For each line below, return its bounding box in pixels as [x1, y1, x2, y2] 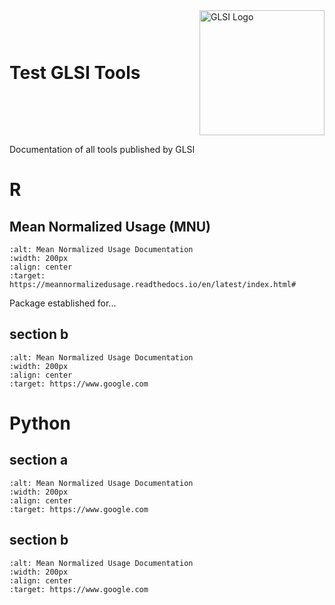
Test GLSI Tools [9, 62, 141, 84]
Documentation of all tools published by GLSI [9, 144, 196, 155]
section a [9, 452, 69, 469]
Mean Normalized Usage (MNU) [9, 218, 212, 235]
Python [9, 412, 71, 434]
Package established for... [9, 297, 117, 309]
